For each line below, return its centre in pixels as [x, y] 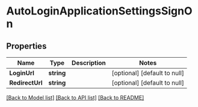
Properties [26, 46]
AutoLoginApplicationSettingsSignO [99, 11]
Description [89, 63]
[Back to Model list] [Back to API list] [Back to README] [75, 98]
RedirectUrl [26, 83]
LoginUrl [22, 73]
